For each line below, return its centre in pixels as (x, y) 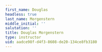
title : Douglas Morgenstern (34, 33)
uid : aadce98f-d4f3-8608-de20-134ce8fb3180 (51, 42)
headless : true (21, 14)
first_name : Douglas (27, 10)
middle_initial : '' (25, 24)
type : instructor (23, 38)
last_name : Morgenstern (30, 19)
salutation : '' (21, 28)
